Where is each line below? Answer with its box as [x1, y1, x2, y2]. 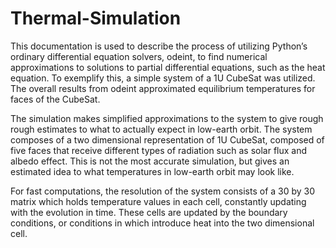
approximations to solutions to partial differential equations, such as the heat [10, 61, 326, 73]
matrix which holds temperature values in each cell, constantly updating [10, 195, 307, 207]
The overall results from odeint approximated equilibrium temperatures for [10, 82, 316, 94]
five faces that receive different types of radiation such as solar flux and [10, 144, 308, 156]
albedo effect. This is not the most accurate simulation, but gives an [10, 155, 290, 167]
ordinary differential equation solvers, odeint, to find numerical [10, 50, 268, 62]
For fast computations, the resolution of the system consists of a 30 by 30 [10, 185, 316, 197]
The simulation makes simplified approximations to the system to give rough [10, 112, 324, 124]
